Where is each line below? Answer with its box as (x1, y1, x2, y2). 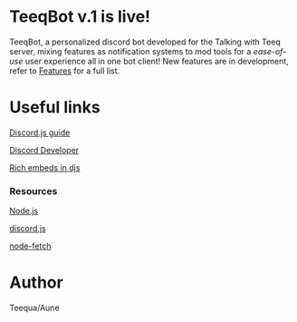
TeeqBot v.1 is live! (9, 6, 151, 27)
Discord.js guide (9, 127, 71, 138)
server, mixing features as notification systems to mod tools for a (9, 45, 252, 56)
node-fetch (9, 240, 52, 251)
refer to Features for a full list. (9, 65, 120, 76)
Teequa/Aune (9, 302, 61, 314)
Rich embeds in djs (9, 161, 81, 173)
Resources (9, 184, 58, 197)
